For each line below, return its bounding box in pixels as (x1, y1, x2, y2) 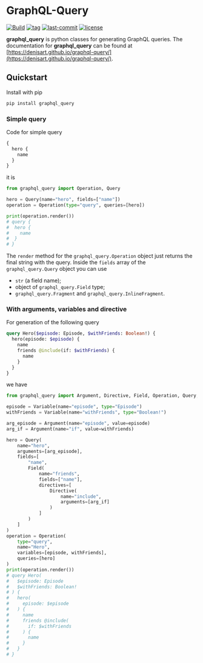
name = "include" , (60, 493, 102, 500)
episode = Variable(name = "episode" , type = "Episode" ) (6, 404, 142, 410)
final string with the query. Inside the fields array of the (6, 259, 146, 266)
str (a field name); (15, 277, 62, 284)
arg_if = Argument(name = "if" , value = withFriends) (6, 426, 135, 432)
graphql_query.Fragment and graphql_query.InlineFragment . (15, 290, 165, 297)
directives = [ (38, 482, 72, 488)
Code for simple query (6, 128, 62, 135)
